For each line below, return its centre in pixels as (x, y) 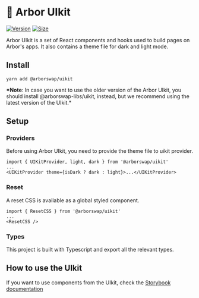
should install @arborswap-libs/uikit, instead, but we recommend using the (98, 96)
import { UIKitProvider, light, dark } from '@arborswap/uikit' (87, 162)
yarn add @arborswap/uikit (40, 79)
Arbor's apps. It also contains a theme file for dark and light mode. (87, 46)
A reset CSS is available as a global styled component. (73, 200)
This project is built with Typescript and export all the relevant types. (90, 250)
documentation (25, 288)
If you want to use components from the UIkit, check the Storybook (89, 283)
